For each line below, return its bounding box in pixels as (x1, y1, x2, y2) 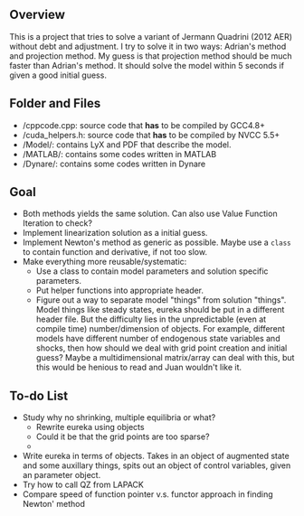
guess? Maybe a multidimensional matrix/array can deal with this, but (35, 352, 295, 363)
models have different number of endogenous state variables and (35, 333, 280, 344)
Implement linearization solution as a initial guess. (22, 228, 208, 239)
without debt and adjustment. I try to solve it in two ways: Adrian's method (9, 41, 287, 52)
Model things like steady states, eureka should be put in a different (35, 305, 285, 315)
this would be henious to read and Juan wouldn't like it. (35, 361, 242, 373)
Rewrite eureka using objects (35, 422, 145, 433)
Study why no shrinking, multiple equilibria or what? (22, 412, 216, 423)
